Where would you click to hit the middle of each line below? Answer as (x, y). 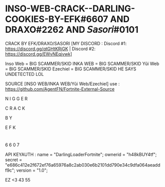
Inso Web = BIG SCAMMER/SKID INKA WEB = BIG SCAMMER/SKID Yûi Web (82, 63)
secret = (14, 160)
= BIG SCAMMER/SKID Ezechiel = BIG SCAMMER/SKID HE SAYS (71, 69)
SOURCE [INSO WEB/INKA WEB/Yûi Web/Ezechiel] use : (62, 84)
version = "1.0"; (32, 170)
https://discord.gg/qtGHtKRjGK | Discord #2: (50, 49)
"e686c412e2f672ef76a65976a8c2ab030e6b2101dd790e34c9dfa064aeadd (83, 165)
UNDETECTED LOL (24, 74)
